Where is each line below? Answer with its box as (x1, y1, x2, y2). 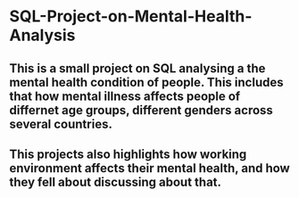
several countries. (9, 116, 113, 131)
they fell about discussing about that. (9, 174, 221, 189)
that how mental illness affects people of (9, 88, 241, 103)
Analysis (9, 25, 76, 45)
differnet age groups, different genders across (9, 103, 274, 118)
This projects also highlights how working (9, 146, 247, 161)
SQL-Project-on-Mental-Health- (9, 6, 253, 27)
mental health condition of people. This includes (9, 74, 284, 90)
